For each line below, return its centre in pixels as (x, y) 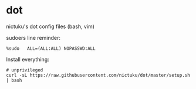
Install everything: (28, 59)
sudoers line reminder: (33, 37)
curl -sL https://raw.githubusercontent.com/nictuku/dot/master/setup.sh (98, 75)
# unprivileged (25, 70)
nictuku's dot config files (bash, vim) (50, 26)
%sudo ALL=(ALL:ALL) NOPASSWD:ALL (51, 48)
